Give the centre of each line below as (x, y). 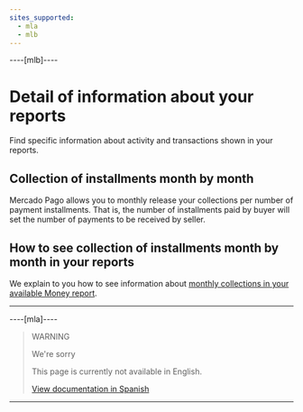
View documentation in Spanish (90, 389)
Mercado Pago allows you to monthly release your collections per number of (151, 200)
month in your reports (72, 262)
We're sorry (53, 353)
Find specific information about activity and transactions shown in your (141, 141)
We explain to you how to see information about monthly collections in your (149, 283)
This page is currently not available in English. (117, 371)
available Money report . (53, 293)
